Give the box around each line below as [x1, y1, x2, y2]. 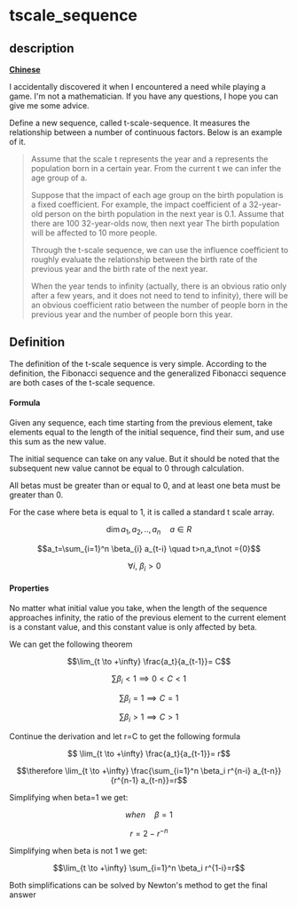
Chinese [9, 64, 42, 75]
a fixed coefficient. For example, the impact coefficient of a [30, 199, 247, 210]
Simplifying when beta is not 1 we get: [9, 845, 148, 855]
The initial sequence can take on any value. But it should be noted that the [9, 454, 280, 465]
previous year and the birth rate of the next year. [30, 264, 208, 274]
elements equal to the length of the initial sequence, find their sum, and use [9, 427, 285, 438]
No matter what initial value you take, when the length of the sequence [9, 602, 268, 613]
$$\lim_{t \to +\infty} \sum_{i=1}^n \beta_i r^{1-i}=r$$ [52, 863, 246, 873]
